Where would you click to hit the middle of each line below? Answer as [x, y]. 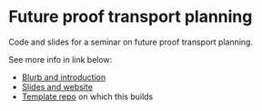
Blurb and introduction [64, 77]
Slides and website [57, 86]
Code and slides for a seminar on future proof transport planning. [131, 42]
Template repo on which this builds [87, 96]
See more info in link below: [60, 59]
